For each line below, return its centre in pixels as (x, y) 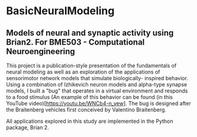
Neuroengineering (41, 51)
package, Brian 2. (28, 128)
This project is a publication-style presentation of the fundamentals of (91, 66)
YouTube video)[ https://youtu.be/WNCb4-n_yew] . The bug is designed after (98, 103)
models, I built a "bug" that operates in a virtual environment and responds (97, 91)
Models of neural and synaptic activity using (90, 33)
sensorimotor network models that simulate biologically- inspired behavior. (97, 78)
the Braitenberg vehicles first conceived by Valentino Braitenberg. (86, 110)
